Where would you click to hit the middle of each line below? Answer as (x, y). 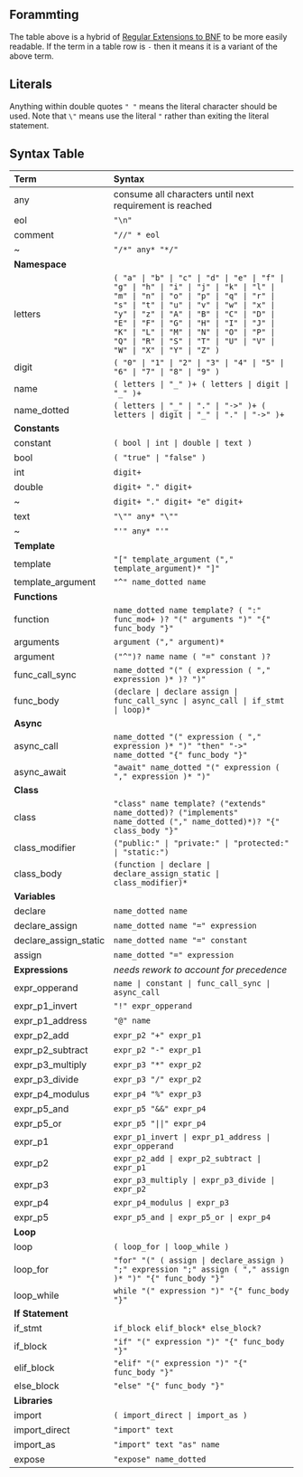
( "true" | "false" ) (160, 458)
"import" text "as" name (167, 1445)
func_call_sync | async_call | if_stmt (199, 701)
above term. (32, 56)
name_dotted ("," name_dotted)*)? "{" (197, 822)
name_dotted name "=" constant (180, 941)
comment (34, 235)
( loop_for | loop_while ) (171, 1247)
